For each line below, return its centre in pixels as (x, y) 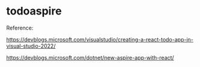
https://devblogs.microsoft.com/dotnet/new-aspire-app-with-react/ (90, 57)
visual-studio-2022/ (31, 46)
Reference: (20, 28)
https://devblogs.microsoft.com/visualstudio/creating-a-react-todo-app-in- (100, 39)
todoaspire (34, 11)
